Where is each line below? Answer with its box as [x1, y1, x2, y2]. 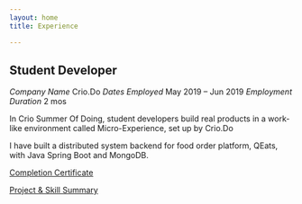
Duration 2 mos [9, 96, 68, 107]
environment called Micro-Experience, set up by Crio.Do [23, 123, 234, 134]
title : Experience [9, 22, 78, 31]
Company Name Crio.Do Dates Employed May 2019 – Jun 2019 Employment [9, 86, 293, 97]
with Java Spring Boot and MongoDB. [9, 150, 149, 161]
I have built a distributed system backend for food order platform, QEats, [9, 140, 279, 151]
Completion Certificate [9, 167, 94, 178]
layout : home [9, 13, 59, 22]
